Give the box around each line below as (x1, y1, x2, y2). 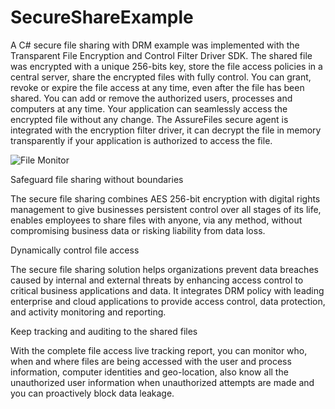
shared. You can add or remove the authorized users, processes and (10, 92, 293, 104)
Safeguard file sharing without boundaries (10, 173, 184, 185)
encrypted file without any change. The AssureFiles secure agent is (10, 113, 289, 125)
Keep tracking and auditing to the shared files (10, 325, 198, 337)
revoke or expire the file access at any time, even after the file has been (10, 81, 305, 93)
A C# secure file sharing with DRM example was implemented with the (10, 39, 300, 51)
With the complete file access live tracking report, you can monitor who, (10, 344, 308, 356)
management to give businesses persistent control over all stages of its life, (10, 203, 322, 215)
